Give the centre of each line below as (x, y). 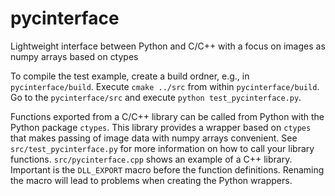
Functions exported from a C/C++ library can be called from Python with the (167, 116)
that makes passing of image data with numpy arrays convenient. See (154, 138)
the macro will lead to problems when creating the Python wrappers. (151, 180)
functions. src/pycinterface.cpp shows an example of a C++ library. (151, 159)
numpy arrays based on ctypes (74, 56)
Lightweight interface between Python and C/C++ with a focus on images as (168, 46)
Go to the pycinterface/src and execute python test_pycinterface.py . (156, 97)
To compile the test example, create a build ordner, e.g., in (130, 76)
